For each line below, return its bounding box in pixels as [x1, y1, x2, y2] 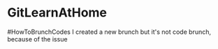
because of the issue [7, 35, 68, 43]
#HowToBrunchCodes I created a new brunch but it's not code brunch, [7, 28, 212, 36]
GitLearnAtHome [7, 5, 107, 21]
